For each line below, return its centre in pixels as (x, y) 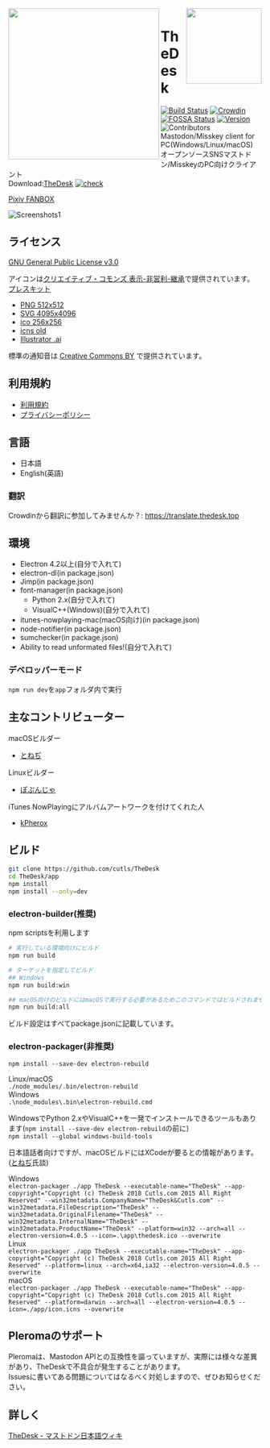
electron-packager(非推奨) (61, 1046)
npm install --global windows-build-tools (80, 1136)
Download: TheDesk (41, 183)
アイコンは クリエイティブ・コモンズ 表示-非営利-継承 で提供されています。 (131, 278)
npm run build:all (39, 1007)
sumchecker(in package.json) (69, 638)
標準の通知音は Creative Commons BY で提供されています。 (107, 356)
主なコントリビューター (66, 717)
